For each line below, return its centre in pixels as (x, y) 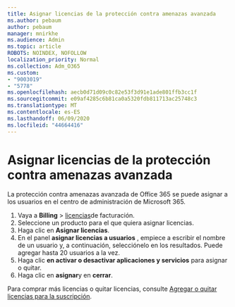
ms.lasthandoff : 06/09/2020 (49, 118)
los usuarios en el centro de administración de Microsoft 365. (96, 202)
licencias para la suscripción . (50, 296)
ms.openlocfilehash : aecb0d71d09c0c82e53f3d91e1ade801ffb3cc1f (102, 92)
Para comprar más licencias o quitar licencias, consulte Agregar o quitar (112, 289)
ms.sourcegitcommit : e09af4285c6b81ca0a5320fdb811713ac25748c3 (102, 99)
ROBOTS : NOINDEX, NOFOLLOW (47, 54)
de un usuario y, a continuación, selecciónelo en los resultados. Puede (120, 245)
